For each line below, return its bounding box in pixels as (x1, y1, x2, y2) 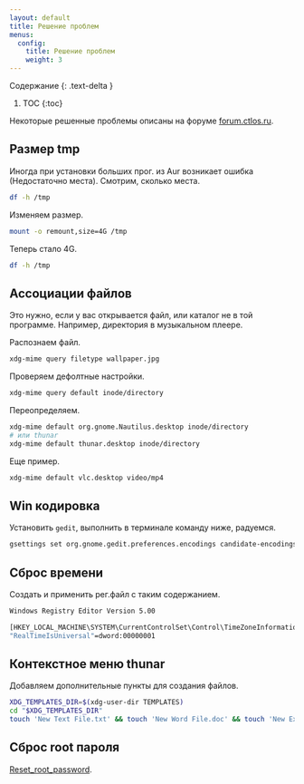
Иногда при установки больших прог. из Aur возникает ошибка (9, 165, 254, 177)
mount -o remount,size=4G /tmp (9, 227, 128, 236)
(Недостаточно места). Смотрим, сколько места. (9, 175, 201, 186)
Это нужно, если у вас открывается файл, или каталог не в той (9, 310, 253, 321)
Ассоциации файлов (9, 286, 133, 301)
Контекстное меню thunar (9, 656, 166, 672)
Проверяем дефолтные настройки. (9, 371, 145, 382)
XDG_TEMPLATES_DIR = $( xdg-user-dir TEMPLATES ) (9, 698, 184, 707)
